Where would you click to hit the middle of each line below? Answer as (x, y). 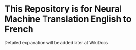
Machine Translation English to (68, 19)
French (19, 29)
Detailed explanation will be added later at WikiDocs (56, 42)
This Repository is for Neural (63, 9)
